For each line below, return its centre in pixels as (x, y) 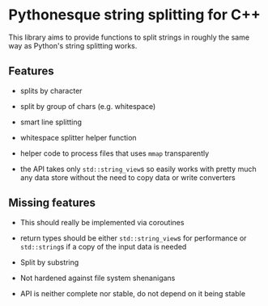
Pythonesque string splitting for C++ (134, 15)
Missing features (52, 203)
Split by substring (49, 262)
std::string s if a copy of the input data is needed (103, 246)
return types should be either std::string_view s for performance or (133, 238)
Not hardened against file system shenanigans (98, 278)
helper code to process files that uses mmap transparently (115, 153)
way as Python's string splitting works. (73, 45)
